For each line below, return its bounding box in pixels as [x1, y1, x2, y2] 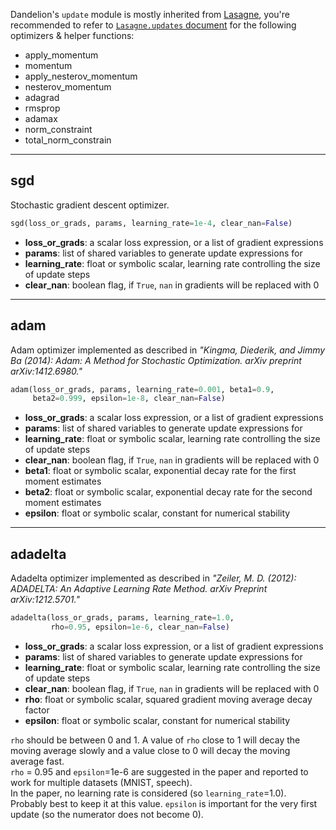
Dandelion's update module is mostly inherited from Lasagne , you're [10, 9, 290, 20]
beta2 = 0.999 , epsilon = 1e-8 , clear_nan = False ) [32, 394, 226, 404]
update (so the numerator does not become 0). [10, 808, 204, 820]
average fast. [10, 755, 65, 767]
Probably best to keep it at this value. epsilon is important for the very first [10, 797, 318, 809]
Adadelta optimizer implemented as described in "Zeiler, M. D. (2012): [10, 572, 297, 584]
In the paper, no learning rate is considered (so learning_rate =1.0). [10, 787, 287, 799]
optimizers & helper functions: [10, 30, 135, 41]
